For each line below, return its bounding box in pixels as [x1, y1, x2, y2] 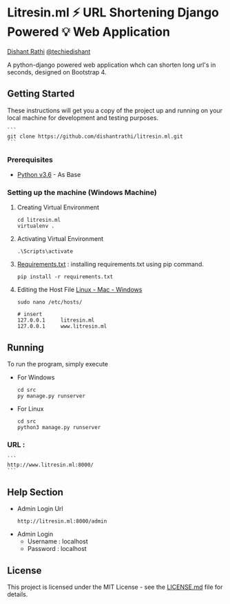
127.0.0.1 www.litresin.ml [17, 323, 107, 330]
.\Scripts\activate [17, 248, 74, 255]
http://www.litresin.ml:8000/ [7, 461, 94, 468]
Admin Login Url [17, 505, 63, 513]
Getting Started [7, 88, 75, 100]
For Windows [17, 373, 55, 382]
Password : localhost [27, 545, 87, 553]
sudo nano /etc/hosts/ [17, 299, 83, 306]
